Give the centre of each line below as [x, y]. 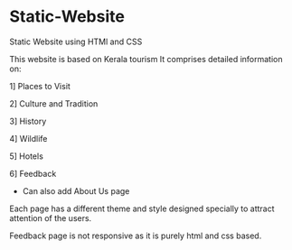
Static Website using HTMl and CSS [76, 42]
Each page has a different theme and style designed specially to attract [142, 208]
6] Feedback [33, 173]
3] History [28, 121]
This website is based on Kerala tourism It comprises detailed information [146, 59]
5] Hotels [26, 156]
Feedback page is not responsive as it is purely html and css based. [136, 236]
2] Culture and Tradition [54, 103]
